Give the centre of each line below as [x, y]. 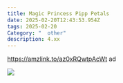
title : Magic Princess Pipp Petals [58, 13]
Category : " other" [37, 33]
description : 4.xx [34, 39]
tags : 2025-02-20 [32, 26]
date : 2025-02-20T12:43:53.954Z [54, 20]
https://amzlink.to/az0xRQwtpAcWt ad [61, 59]
